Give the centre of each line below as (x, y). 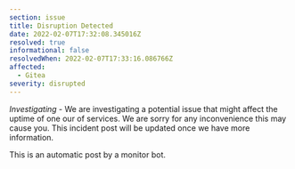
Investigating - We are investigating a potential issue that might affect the (143, 109)
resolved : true (37, 42)
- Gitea (32, 76)
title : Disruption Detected (61, 26)
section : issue (37, 17)
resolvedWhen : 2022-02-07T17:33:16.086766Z (91, 59)
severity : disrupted (48, 84)
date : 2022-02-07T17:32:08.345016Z (75, 34)
